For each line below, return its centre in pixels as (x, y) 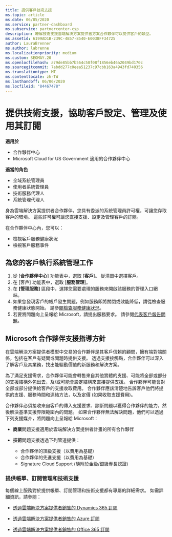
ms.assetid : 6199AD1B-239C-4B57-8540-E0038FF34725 (60, 39)
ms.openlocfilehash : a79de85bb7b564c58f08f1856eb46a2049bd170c (74, 63)
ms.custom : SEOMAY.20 (28, 58)
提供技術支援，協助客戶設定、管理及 (82, 113)
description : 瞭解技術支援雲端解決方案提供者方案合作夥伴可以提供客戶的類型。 (79, 34)
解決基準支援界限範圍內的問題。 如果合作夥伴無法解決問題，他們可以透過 (87, 412)
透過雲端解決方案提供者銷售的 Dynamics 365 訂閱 (65, 508)
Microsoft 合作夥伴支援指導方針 (56, 338)
